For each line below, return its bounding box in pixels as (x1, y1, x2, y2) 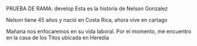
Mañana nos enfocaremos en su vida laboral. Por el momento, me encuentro (6, 28, 192, 35)
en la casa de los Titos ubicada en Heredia (6, 34, 109, 41)
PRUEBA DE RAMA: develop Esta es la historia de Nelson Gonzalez (6, 5, 168, 12)
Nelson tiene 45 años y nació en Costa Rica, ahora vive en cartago (6, 17, 168, 23)
